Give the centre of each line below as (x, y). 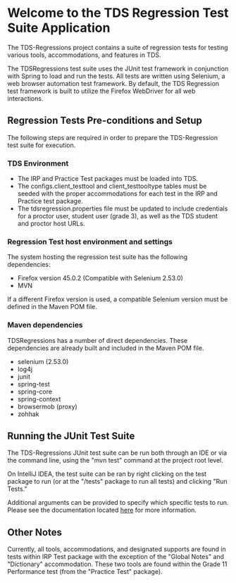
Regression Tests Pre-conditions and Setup (105, 121)
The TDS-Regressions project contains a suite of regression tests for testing (118, 47)
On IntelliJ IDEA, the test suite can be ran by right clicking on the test (107, 474)
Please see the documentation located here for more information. (102, 510)
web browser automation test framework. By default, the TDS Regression (113, 83)
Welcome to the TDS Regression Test (118, 13)
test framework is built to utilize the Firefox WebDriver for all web (101, 91)
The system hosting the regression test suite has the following (98, 257)
